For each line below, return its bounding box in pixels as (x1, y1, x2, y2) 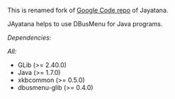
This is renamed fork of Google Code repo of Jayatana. (7, 6, 169, 14)
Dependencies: (7, 33, 52, 42)
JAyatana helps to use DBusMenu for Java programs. (7, 20, 163, 28)
